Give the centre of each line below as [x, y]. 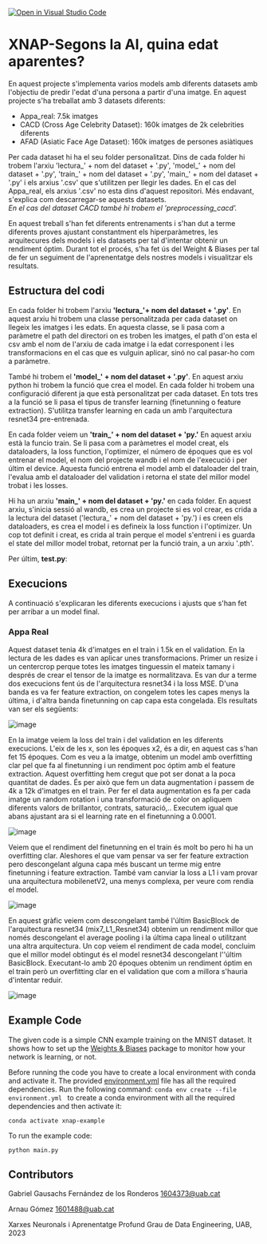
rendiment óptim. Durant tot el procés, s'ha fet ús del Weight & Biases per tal [134, 248]
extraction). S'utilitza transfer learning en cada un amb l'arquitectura [120, 410]
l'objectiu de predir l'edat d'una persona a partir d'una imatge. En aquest [128, 92]
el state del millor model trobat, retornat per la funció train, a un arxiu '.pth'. [131, 543]
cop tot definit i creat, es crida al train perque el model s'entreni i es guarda [132, 534]
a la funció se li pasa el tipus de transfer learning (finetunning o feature [125, 402]
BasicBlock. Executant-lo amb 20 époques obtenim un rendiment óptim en [130, 963]
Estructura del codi [57, 291]
